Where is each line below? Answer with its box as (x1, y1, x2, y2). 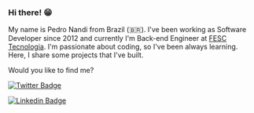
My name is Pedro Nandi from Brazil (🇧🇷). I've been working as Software (8, 25, 247, 35)
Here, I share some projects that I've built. (8, 50, 144, 60)
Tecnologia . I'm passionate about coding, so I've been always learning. (8, 42, 238, 52)
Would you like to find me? (8, 66, 94, 75)
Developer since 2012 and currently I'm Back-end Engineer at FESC (8, 34, 227, 43)
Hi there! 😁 (8, 7, 53, 18)
